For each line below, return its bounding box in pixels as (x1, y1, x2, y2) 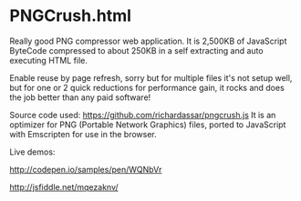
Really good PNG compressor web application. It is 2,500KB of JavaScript (9, 35, 287, 46)
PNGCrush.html (9, 5, 132, 26)
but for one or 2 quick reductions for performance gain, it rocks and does (9, 82, 285, 93)
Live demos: (9, 146, 56, 157)
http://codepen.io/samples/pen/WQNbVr (9, 164, 162, 175)
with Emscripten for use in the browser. (9, 128, 157, 139)
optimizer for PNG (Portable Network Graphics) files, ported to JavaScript (9, 119, 286, 130)
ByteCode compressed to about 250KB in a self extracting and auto (9, 45, 264, 55)
